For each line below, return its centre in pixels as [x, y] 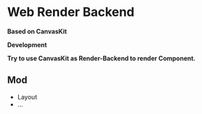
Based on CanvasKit [37, 31]
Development [27, 44]
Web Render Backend [71, 12]
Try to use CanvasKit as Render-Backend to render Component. [102, 58]
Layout [27, 97]
